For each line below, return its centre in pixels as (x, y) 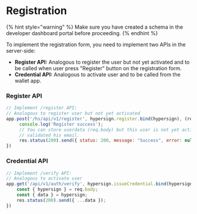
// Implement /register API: (42, 108)
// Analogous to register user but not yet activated (73, 113)
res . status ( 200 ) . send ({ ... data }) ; (62, 200)
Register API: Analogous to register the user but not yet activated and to (102, 62)
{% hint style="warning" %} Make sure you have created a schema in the (95, 27)
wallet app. (28, 81)
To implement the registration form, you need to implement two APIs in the (96, 44)
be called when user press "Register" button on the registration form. (98, 68)
